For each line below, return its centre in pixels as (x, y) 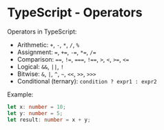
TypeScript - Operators (75, 13)
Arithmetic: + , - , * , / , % (48, 44)
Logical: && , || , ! (40, 66)
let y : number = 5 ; (35, 113)
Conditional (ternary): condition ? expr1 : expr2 (87, 81)
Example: (20, 94)
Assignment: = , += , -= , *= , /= (57, 52)
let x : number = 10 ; (37, 107)
